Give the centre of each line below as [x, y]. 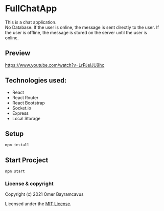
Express [20, 113]
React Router [25, 97]
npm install [17, 145]
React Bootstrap [28, 103]
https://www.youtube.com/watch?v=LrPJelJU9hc [55, 65]
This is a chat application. [31, 22]
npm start [15, 171]
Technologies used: [36, 81]
